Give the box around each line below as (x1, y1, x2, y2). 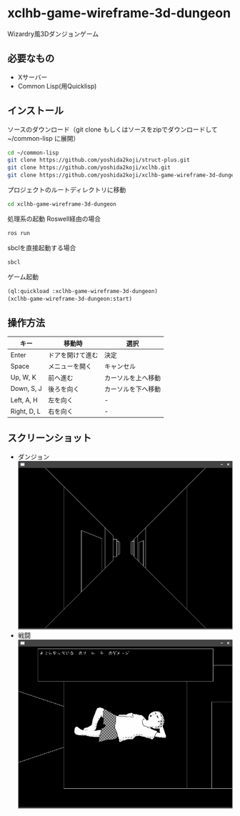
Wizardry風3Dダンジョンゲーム (7, 29, 99, 38)
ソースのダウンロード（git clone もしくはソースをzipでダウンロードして (7, 125, 218, 134)
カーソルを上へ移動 (104, 373, 161, 382)
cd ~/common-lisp (7, 149, 59, 156)
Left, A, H (10, 395, 38, 404)
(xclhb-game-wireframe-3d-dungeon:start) (7, 295, 133, 302)
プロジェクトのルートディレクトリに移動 (7, 186, 126, 194)
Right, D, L (10, 407, 41, 415)
